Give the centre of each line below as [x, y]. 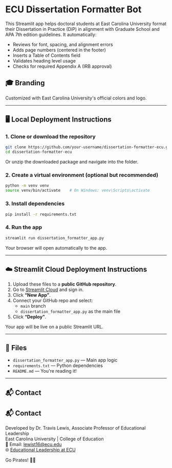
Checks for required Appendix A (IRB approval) [62, 66]
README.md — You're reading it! [45, 371]
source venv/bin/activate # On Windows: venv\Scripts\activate [78, 191]
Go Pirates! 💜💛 [20, 460]
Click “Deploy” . [29, 317]
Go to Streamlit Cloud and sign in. [48, 290]
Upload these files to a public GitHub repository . [64, 284]
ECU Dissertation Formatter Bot [73, 9]
